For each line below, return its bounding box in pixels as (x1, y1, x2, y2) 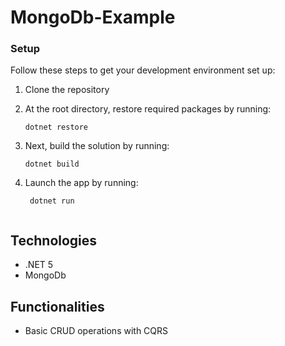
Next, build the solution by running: (24, 140, 170, 152)
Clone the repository (24, 84, 110, 96)
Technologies (10, 232, 98, 249)
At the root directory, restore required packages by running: (24, 103, 272, 115)
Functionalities (10, 298, 105, 315)
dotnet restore (24, 122, 89, 133)
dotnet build (24, 159, 80, 170)
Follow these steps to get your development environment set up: (10, 64, 276, 76)
